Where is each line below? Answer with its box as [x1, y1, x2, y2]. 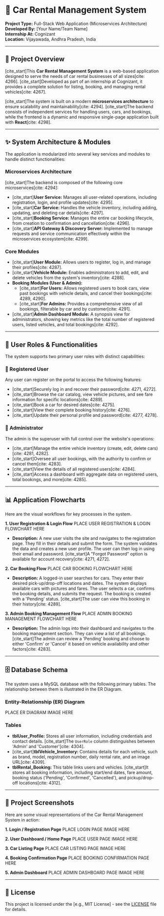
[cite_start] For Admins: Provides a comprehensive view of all [19, 301, 143, 307]
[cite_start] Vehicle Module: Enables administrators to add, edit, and [12, 269, 149, 276]
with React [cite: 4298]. [5, 119, 52, 125]
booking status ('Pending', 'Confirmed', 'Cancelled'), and [12, 774, 126, 780]
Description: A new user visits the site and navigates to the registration [12, 535, 156, 541]
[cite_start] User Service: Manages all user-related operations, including [12, 194, 157, 200]
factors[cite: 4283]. [12, 646, 52, 652]
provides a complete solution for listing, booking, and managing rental [5, 83, 145, 90]
